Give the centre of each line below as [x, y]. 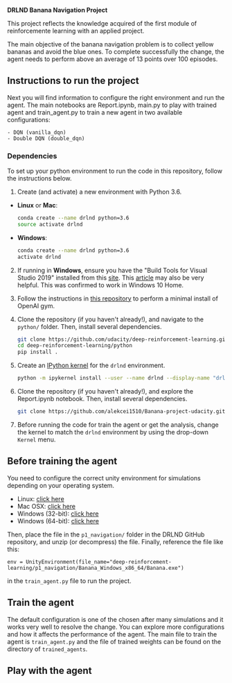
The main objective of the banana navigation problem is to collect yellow [110, 44]
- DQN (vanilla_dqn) [37, 132]
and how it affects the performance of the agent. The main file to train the [112, 634]
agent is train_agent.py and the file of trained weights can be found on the [114, 641]
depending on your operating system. [61, 485]
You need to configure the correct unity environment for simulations [104, 478]
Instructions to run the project [73, 81]
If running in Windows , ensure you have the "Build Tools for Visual [112, 270]
